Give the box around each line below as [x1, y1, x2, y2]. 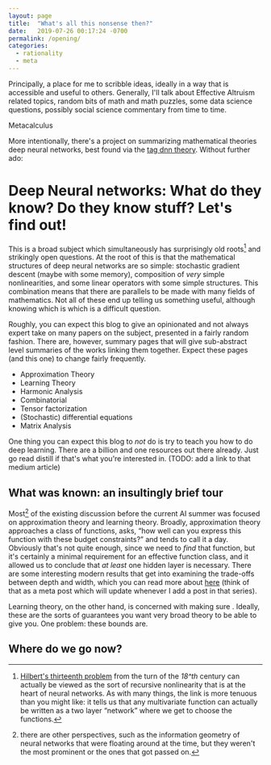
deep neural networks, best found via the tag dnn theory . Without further [8, 145, 251, 154]
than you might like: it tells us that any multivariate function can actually [19, 696, 258, 707]
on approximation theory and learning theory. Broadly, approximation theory [8, 517, 261, 527]
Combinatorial [19, 395, 67, 405]
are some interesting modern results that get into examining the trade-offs [8, 569, 255, 578]
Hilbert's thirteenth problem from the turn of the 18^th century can [19, 671, 240, 681]
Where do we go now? [8, 642, 123, 656]
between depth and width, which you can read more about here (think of [8, 577, 250, 586]
